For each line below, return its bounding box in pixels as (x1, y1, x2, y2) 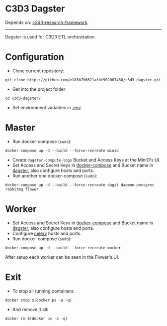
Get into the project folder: (12, 86, 67, 92)
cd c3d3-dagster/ (5, 96, 41, 101)
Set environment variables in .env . (12, 104, 82, 110)
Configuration (5, 51, 65, 63)
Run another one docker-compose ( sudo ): (12, 172, 98, 178)
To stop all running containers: (12, 288, 75, 294)
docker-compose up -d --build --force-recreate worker (5, 245, 121, 250)
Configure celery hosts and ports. (12, 230, 82, 236)
